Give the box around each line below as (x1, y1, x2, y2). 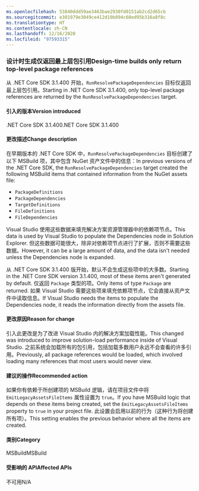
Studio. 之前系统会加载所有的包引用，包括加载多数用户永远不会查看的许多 (6, 343, 187, 351)
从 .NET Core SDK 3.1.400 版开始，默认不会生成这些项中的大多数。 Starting (6, 266, 189, 273)
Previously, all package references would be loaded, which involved (17, 351, 183, 358)
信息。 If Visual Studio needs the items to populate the (26, 294, 159, 301)
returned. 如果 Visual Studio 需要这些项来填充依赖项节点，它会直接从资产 (6, 287, 185, 294)
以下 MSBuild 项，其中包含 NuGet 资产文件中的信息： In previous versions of (6, 157, 192, 164)
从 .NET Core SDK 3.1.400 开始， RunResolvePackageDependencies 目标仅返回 (6, 79, 191, 86)
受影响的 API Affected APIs (6, 464, 72, 471)
